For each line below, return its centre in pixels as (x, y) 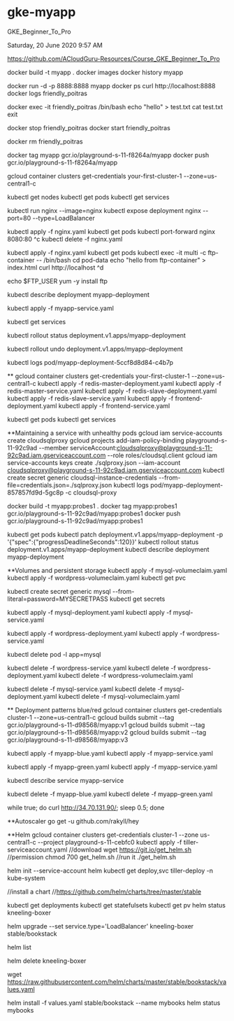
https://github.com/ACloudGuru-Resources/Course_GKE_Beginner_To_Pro (114, 58)
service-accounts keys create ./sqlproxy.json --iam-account (94, 462)
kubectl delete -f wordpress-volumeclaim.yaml (126, 675)
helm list (19, 947)
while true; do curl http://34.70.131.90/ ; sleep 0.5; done (86, 807)
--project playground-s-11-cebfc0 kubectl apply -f (110, 842)
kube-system (26, 878)
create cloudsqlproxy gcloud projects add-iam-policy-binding (96, 440)
